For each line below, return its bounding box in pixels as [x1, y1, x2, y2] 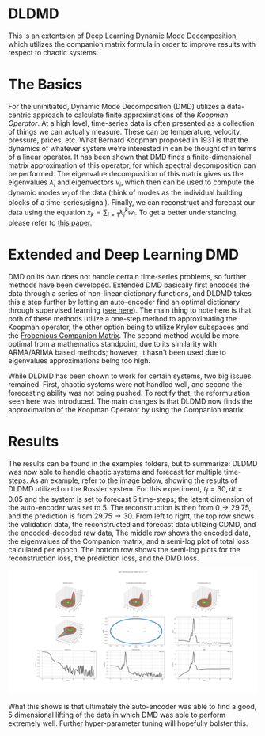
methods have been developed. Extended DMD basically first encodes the [8, 280, 251, 290]
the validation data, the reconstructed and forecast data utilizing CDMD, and [8, 519, 256, 529]
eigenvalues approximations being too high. [8, 355, 151, 365]
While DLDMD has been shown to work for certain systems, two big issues [8, 371, 252, 381]
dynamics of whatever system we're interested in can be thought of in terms [8, 143, 257, 153]
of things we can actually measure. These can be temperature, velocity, [8, 127, 242, 136]
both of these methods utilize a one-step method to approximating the [8, 313, 237, 323]
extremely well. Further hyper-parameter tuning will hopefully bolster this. [8, 718, 248, 728]
